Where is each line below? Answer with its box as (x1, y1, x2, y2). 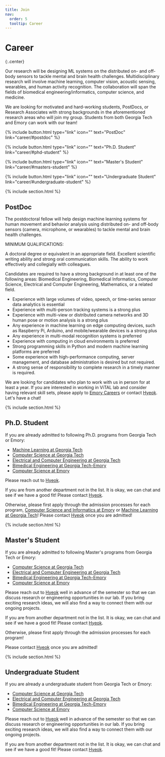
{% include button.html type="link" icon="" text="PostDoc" (5, 129, 126, 135)
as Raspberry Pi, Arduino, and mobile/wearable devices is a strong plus (12, 328, 158, 333)
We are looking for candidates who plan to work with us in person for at (5, 379, 150, 385)
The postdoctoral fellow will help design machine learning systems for (5, 216, 147, 222)
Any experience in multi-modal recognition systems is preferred (12, 333, 142, 339)
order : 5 (9, 16, 28, 21)
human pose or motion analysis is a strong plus (12, 317, 108, 323)
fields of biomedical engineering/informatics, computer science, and (5, 89, 144, 95)
